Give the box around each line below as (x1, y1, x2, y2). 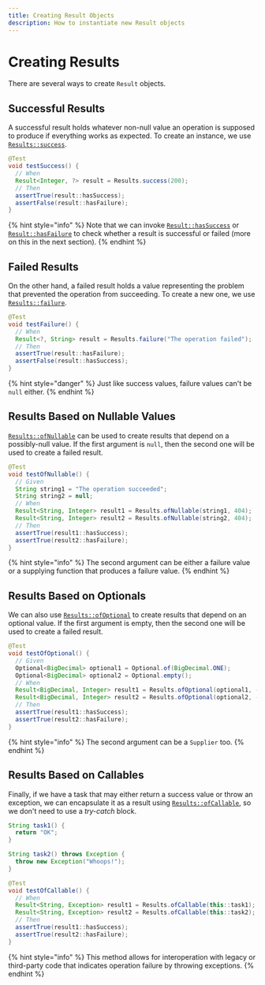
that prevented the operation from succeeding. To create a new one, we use (8, 290, 256, 299)
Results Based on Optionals (8, 589, 147, 602)
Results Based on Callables (8, 769, 144, 782)
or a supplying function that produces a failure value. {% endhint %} (8, 566, 230, 576)
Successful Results (8, 102, 105, 115)
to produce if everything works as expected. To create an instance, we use (8, 131, 252, 140)
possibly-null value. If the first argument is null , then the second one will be (8, 439, 255, 448)
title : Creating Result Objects (8, 11, 114, 20)
